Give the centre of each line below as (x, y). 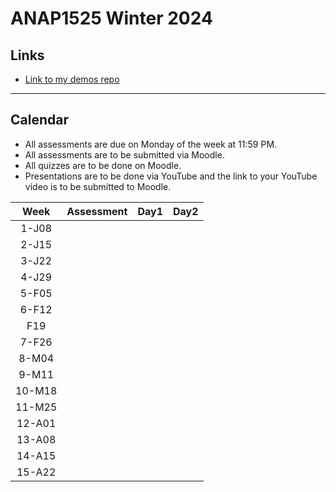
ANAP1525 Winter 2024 (111, 18)
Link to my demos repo (72, 79)
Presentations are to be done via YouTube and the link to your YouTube (171, 176)
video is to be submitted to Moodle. (98, 186)
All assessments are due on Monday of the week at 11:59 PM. (151, 144)
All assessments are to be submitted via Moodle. (124, 154)
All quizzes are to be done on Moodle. (103, 165)
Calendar (39, 120)
